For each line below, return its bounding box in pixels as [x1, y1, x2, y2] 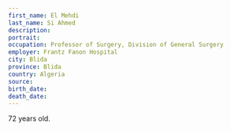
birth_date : [8, 84, 47, 93]
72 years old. [8, 114, 51, 123]
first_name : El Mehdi [8, 11, 80, 20]
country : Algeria [8, 70, 65, 78]
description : [8, 26, 51, 34]
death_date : [8, 92, 47, 100]
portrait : [8, 33, 41, 42]
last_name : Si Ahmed [8, 19, 76, 27]
